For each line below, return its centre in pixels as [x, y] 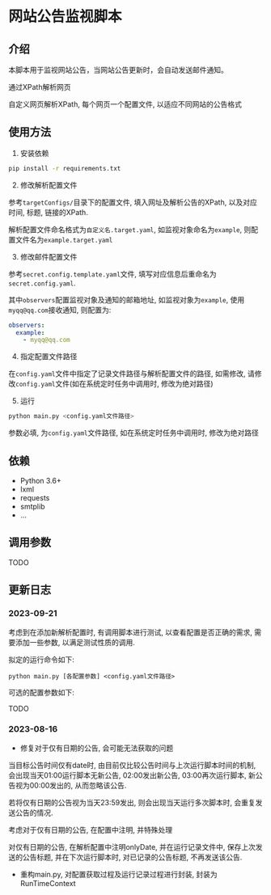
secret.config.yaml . [42, 283]
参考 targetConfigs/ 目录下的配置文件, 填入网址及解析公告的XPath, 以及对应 [133, 202]
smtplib [32, 507]
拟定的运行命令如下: [42, 659]
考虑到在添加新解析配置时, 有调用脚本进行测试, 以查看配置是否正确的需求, [130, 632]
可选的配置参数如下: [42, 692]
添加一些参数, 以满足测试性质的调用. [75, 642]
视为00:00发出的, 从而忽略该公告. [71, 785]
